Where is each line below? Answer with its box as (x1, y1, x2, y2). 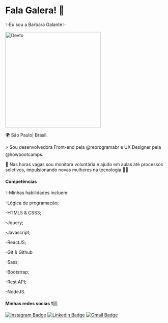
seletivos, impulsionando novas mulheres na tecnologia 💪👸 (5, 167, 129, 173)
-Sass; (5, 259, 19, 265)
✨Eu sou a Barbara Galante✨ (5, 21, 66, 28)
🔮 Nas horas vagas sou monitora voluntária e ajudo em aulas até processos (5, 161, 163, 167)
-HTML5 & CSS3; (5, 210, 42, 216)
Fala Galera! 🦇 (5, 5, 65, 16)
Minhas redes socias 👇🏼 (5, 300, 58, 306)
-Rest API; (5, 279, 26, 285)
